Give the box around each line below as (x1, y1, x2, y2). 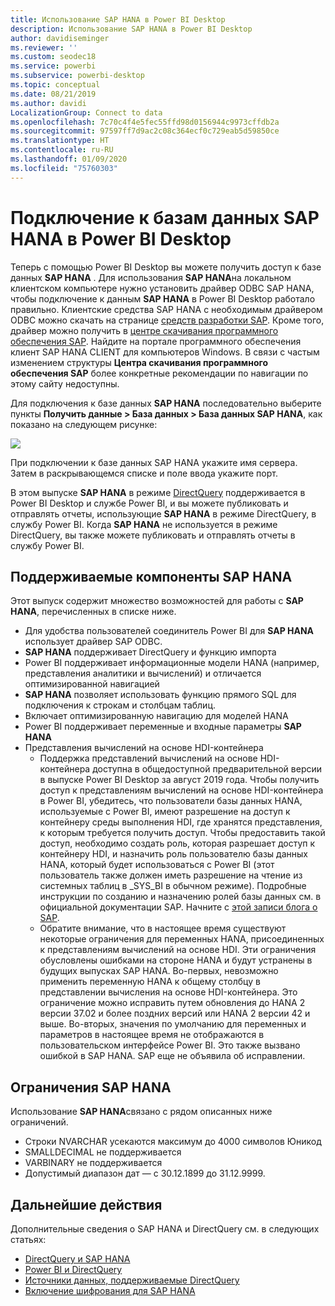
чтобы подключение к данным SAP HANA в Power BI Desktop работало (10, 292, 316, 305)
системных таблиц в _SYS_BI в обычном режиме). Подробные (39, 880, 307, 892)
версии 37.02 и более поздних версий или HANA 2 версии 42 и (39, 1007, 311, 1020)
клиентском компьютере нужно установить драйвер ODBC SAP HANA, (10, 282, 315, 294)
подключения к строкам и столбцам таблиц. (24, 699, 216, 711)
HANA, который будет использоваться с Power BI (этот (39, 859, 275, 871)
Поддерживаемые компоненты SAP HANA (10, 568, 293, 585)
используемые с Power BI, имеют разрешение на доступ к (39, 806, 291, 818)
